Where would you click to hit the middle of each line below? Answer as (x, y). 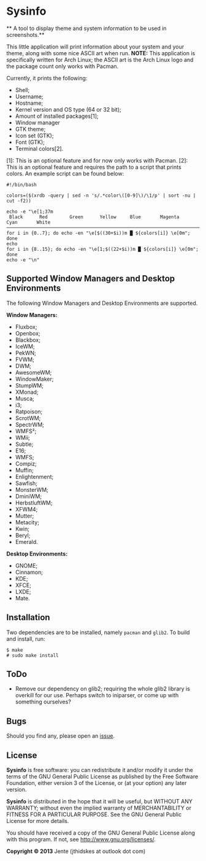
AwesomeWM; (33, 372)
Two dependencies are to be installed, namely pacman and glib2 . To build (98, 632)
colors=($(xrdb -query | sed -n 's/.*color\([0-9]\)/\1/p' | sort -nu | (101, 195)
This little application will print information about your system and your (95, 47)
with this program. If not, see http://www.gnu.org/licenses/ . (81, 839)
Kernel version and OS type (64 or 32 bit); (68, 109)
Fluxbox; (26, 327)
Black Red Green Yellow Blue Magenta (94, 217)
